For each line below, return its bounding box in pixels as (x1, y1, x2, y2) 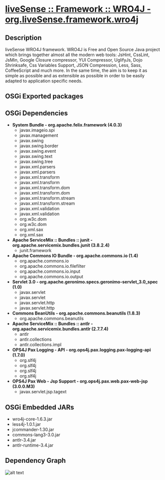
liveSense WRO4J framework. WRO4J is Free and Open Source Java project (5, 47, 160, 52)
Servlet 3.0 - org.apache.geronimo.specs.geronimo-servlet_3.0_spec (12, 279, 158, 285)
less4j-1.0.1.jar (12, 421, 41, 427)
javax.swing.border (19, 143, 59, 149)
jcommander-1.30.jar (12, 427, 55, 433)
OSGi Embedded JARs (5, 403, 75, 412)
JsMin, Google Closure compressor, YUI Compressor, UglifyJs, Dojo (5, 57, 143, 63)
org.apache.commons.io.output (19, 274, 83, 280)
